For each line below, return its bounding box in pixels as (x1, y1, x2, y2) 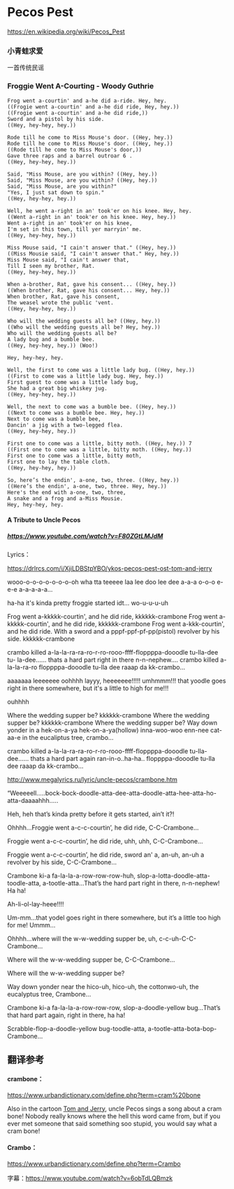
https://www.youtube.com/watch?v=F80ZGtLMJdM (7, 532, 163, 540)
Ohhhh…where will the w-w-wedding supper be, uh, (7, 934, 158, 943)
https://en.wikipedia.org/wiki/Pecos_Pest (7, 27, 126, 36)
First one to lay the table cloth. (7, 458, 111, 465)
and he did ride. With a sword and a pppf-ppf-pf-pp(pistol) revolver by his (7, 627, 220, 636)
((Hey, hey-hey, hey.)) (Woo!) (7, 342, 98, 349)
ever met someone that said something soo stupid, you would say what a (7, 1119, 218, 1127)
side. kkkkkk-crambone (7, 634, 75, 643)
